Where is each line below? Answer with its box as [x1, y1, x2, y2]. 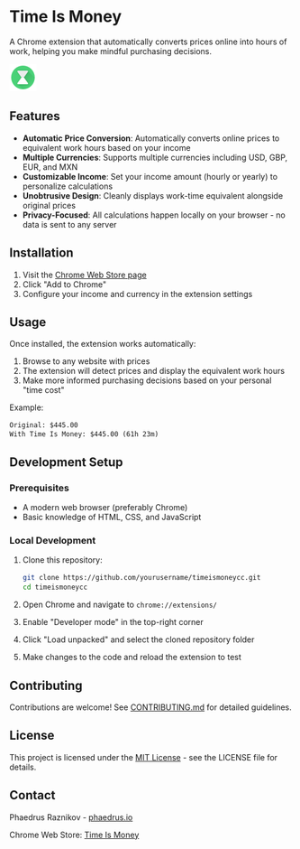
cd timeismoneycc [22, 583, 88, 592]
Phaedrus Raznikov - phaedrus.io [9, 811, 133, 823]
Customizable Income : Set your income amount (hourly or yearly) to [22, 171, 277, 182]
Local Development [9, 534, 96, 546]
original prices [22, 200, 77, 210]
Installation [9, 246, 74, 261]
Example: [9, 402, 44, 413]
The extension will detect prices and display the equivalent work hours [22, 366, 286, 377]
